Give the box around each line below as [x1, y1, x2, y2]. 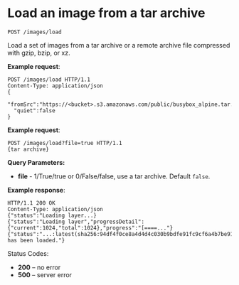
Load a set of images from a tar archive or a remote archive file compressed [7, 41, 230, 49]
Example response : [7, 185, 65, 194]
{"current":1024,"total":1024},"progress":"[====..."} [7, 224, 174, 232]
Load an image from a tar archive [7, 5, 206, 21]
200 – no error [17, 263, 61, 271]
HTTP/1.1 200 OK [7, 199, 55, 207]
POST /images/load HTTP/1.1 [7, 76, 91, 83]
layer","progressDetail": [68, 218, 144, 225]
